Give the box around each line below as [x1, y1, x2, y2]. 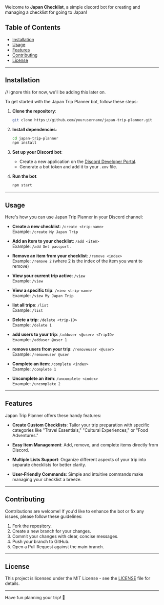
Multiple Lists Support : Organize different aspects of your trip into [12, 456, 146, 462]
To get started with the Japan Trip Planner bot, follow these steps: [5, 98, 138, 104]
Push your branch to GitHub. [12, 538, 70, 544]
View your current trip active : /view [12, 273, 85, 279]
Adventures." [12, 432, 39, 438]
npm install [12, 140, 37, 145]
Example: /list [12, 307, 43, 313]
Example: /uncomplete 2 [12, 380, 61, 386]
